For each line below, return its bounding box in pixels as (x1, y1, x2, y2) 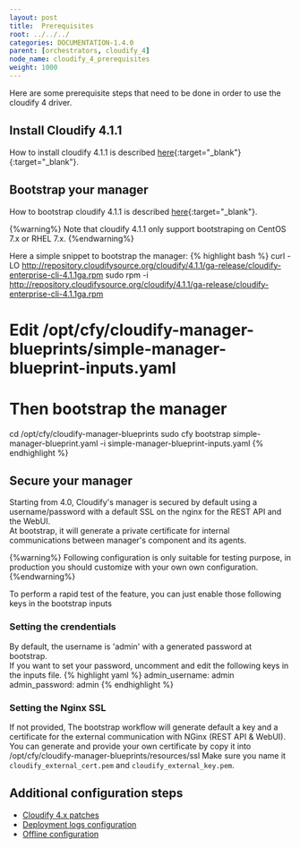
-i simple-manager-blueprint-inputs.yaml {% (99, 438, 264, 449)
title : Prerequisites (9, 21, 94, 30)
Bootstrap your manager (9, 183, 150, 198)
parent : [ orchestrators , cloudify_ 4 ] (9, 47, 150, 56)
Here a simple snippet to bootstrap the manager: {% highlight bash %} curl (9, 250, 286, 261)
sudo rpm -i (105, 270, 150, 280)
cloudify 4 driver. (9, 97, 73, 107)
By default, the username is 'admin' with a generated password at (9, 641, 253, 652)
